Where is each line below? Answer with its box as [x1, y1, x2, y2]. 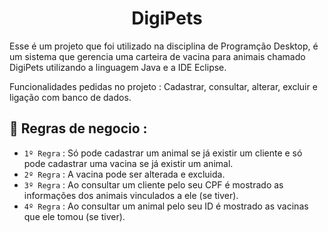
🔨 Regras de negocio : [9, 120, 148, 137]
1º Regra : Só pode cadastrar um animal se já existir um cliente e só [23, 147, 303, 159]
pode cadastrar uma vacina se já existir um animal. [23, 157, 234, 169]
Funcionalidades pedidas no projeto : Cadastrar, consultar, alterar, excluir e [9, 80, 318, 92]
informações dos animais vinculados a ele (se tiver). [23, 189, 239, 201]
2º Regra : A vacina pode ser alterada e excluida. [23, 168, 226, 180]
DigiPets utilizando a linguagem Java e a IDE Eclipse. [9, 61, 227, 73]
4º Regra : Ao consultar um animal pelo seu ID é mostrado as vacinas [23, 200, 309, 212]
